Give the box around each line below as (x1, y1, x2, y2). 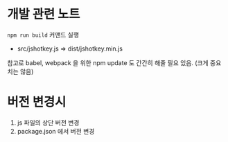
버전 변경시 (7, 94, 67, 110)
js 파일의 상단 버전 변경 (17, 118, 80, 127)
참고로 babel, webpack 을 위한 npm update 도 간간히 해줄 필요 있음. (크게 (7, 58, 209, 66)
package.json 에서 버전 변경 (17, 127, 95, 135)
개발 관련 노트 (7, 6, 80, 22)
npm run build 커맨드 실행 (7, 30, 80, 39)
